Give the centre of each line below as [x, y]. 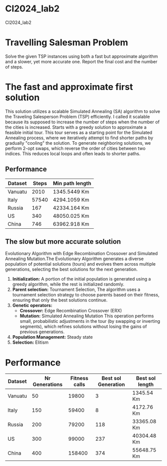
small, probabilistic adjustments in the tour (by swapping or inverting [90, 321]
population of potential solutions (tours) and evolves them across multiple [81, 264]
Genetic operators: [32, 305]
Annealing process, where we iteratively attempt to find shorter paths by [79, 138]
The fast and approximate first [69, 87]
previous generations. [42, 332]
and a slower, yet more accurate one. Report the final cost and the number [81, 61]
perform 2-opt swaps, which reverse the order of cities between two [75, 148]
